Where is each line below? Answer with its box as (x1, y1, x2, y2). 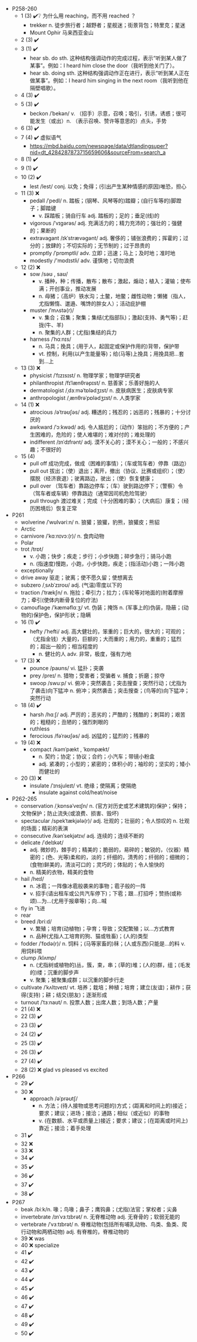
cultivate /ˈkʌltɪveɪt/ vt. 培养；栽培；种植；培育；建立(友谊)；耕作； (20, 984, 186, 990)
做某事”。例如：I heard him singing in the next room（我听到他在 (29, 77, 189, 84)
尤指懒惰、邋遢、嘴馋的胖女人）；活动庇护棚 (38, 300, 146, 307)
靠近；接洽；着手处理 (38, 1125, 91, 1131)
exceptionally (20, 567, 54, 574)
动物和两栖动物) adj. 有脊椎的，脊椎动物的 (26, 1228, 130, 1235)
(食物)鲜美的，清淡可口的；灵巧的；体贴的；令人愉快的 (29, 861, 165, 868)
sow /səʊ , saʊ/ (29, 271, 68, 277)
